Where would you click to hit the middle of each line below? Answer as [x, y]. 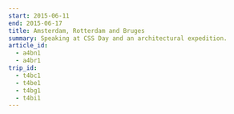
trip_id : [23, 68]
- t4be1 [28, 83]
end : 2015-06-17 [35, 23]
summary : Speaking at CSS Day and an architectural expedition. [118, 38]
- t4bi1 [28, 98]
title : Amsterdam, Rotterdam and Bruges [77, 31]
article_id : [28, 46]
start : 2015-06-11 [39, 16]
